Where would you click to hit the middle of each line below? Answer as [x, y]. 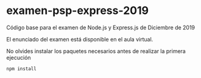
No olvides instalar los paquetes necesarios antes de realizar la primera [96, 51]
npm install [21, 69]
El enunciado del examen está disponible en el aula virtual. [80, 39]
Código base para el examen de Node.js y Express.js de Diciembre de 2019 [101, 27]
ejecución [19, 57]
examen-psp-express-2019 [78, 11]
